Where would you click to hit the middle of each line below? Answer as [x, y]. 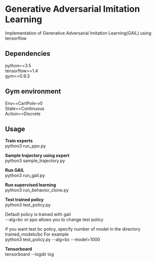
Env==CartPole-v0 [24, 103]
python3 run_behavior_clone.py [37, 190]
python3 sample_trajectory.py [35, 161]
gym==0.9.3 [18, 76]
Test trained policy [24, 200]
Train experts [19, 141]
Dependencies [28, 54]
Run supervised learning [31, 185]
